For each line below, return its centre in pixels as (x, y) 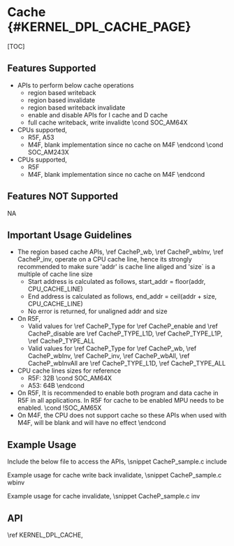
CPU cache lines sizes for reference (69, 371)
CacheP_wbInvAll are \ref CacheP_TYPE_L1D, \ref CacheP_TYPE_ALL (126, 364)
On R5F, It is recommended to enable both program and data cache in (118, 393)
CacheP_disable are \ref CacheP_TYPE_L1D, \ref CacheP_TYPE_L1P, (125, 333)
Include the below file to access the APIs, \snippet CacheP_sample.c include (117, 461)
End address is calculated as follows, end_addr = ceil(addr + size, (122, 296)
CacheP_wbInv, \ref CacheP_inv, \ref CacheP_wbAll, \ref (109, 356)
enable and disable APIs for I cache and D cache (98, 115)
